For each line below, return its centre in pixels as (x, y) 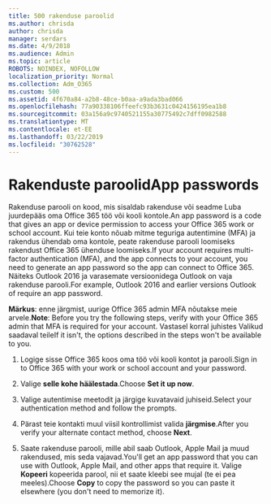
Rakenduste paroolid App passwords (134, 185)
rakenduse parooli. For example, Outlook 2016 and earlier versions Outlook (133, 285)
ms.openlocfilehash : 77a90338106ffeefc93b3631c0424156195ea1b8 (118, 106)
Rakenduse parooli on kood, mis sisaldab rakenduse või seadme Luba (125, 207)
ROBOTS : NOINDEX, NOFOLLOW (54, 69)
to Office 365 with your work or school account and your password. (133, 368)
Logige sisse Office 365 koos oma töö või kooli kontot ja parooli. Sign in (138, 359)
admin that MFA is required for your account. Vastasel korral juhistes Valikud (136, 327)
